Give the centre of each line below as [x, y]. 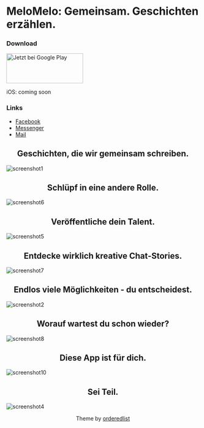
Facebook [28, 121]
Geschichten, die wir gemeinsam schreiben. [103, 154]
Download [22, 44]
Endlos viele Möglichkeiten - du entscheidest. [103, 290]
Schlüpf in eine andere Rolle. [103, 187]
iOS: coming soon [29, 92]
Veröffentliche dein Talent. [103, 222]
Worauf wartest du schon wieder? [103, 324]
